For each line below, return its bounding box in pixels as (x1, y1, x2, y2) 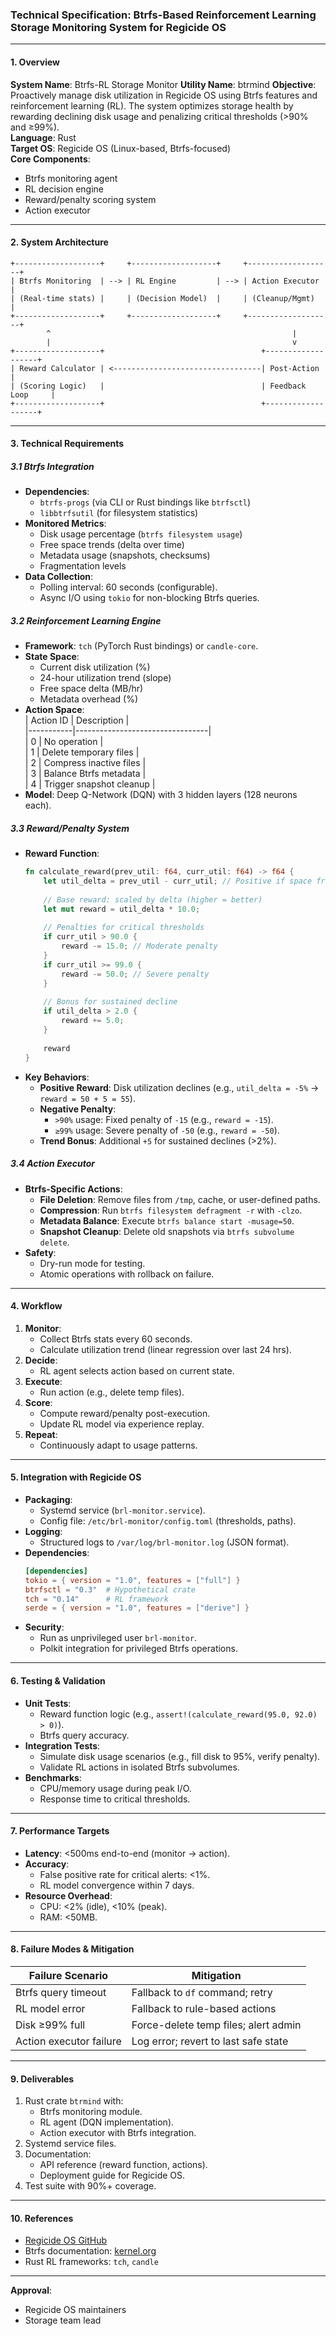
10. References (10, 2212, 74, 2224)
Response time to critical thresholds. (39, 1793, 191, 1805)
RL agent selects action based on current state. (39, 1364, 235, 1377)
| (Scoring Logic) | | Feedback (10, 381, 307, 391)
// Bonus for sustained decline (43, 997, 178, 1007)
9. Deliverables (10, 2073, 75, 2085)
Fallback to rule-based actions (131, 2001, 277, 2015)
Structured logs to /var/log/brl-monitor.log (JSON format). (39, 1536, 290, 1548)
